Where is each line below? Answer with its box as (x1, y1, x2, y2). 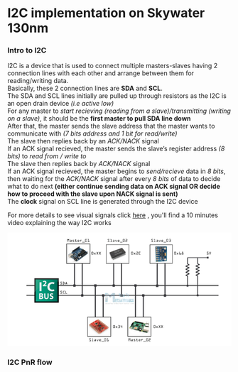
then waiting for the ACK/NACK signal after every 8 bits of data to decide (7, 175, 221, 183)
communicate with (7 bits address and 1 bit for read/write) (7, 129, 178, 138)
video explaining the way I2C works (7, 219, 112, 227)
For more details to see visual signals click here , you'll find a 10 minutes (7, 211, 219, 219)
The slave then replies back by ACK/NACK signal (7, 160, 151, 168)
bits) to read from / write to (7, 152, 87, 160)
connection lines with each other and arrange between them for (7, 69, 194, 77)
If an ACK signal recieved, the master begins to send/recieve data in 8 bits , (7, 167, 226, 175)
